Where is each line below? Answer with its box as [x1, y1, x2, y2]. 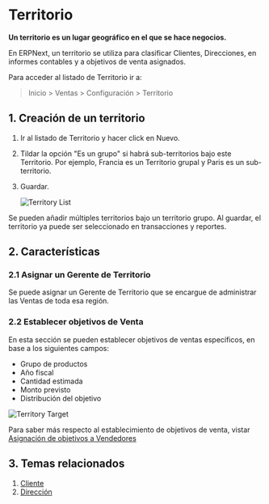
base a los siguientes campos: [8, 343, 110, 353]
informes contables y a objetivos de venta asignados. [8, 57, 187, 66]
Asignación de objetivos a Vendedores [8, 433, 137, 443]
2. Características [8, 245, 101, 259]
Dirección [19, 487, 53, 497]
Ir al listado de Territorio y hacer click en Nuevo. [19, 133, 180, 142]
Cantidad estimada [19, 376, 83, 386]
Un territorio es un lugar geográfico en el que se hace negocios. [8, 32, 227, 42]
